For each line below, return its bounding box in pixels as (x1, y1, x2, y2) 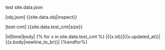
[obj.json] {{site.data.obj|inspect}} (5, 14, 77, 20)
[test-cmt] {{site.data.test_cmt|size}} (5, 24, 83, 30)
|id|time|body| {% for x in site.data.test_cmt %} (5, 34, 105, 39)
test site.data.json (5, 5, 43, 10)
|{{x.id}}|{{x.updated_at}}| (106, 34, 160, 39)
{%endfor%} (60, 39, 88, 45)
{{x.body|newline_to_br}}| (5, 39, 60, 45)
